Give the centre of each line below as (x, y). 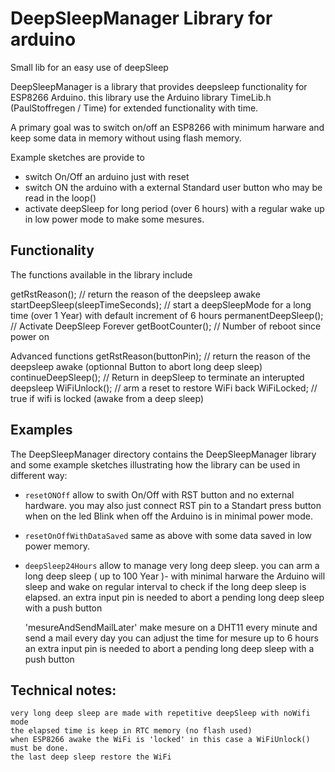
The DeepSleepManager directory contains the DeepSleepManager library (163, 454)
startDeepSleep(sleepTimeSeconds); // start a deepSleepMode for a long (161, 304)
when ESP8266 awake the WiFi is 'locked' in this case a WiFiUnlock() (160, 740)
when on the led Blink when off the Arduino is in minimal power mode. (168, 516)
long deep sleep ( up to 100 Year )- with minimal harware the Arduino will (175, 576)
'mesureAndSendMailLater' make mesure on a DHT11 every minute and (171, 627)
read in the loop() (60, 198)
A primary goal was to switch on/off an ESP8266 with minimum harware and (167, 127)
